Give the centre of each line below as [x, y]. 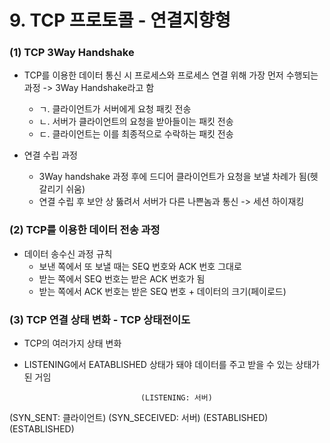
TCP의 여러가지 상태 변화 [72, 343]
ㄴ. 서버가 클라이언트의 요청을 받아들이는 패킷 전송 [136, 122]
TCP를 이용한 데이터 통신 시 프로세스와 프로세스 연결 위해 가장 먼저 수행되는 [171, 75]
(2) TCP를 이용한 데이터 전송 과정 [85, 230]
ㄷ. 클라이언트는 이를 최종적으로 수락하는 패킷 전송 [136, 134]
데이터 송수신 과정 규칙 [68, 253]
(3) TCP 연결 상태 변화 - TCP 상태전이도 [100, 319]
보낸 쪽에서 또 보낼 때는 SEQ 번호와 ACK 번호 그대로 [140, 266]
